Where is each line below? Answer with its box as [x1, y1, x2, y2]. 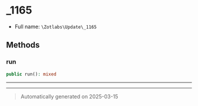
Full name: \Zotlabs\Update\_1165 [14, 23, 97, 30]
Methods [6, 40, 40, 50]
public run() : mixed [6, 71, 57, 77]
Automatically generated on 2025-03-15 [20, 92, 118, 100]
